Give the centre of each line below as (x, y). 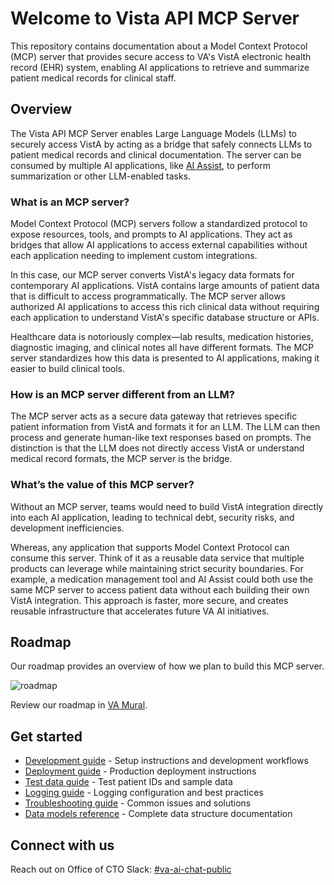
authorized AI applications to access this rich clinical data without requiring (165, 307)
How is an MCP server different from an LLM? (122, 394)
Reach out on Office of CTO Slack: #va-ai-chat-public (121, 869)
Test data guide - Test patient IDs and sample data (128, 782)
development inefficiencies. (67, 528)
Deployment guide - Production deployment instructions (140, 771)
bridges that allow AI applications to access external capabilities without (159, 245)
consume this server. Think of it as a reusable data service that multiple (157, 558)
